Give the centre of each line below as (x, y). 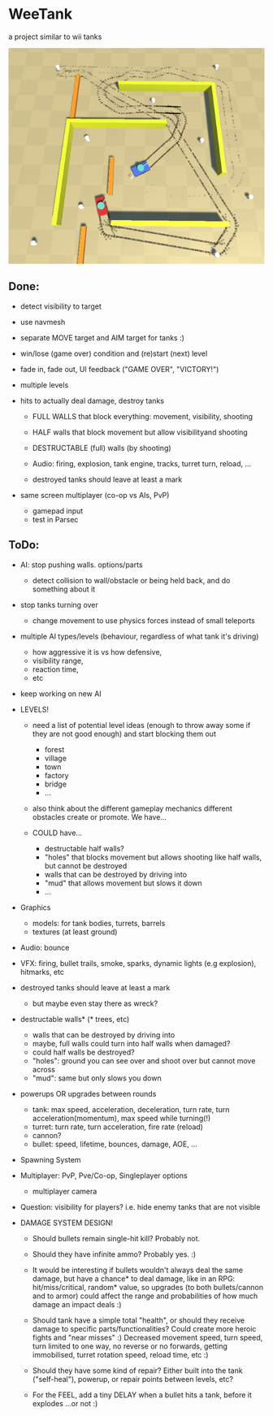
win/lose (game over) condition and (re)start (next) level (114, 353)
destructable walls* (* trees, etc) (75, 1019)
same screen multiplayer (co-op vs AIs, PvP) (95, 495)
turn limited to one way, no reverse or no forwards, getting (130, 1346)
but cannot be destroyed (86, 865)
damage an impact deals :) (77, 1304)
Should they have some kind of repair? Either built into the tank (137, 1371)
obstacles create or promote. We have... (99, 816)
